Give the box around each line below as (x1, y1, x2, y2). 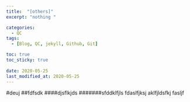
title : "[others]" (6, 8, 54, 15)
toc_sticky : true (6, 57, 49, 63)
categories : (6, 25, 35, 30)
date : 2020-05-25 (6, 68, 49, 74)
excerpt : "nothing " (6, 14, 57, 20)
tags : (6, 36, 19, 42)
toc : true (6, 52, 30, 57)
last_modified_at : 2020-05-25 (6, 73, 80, 79)
